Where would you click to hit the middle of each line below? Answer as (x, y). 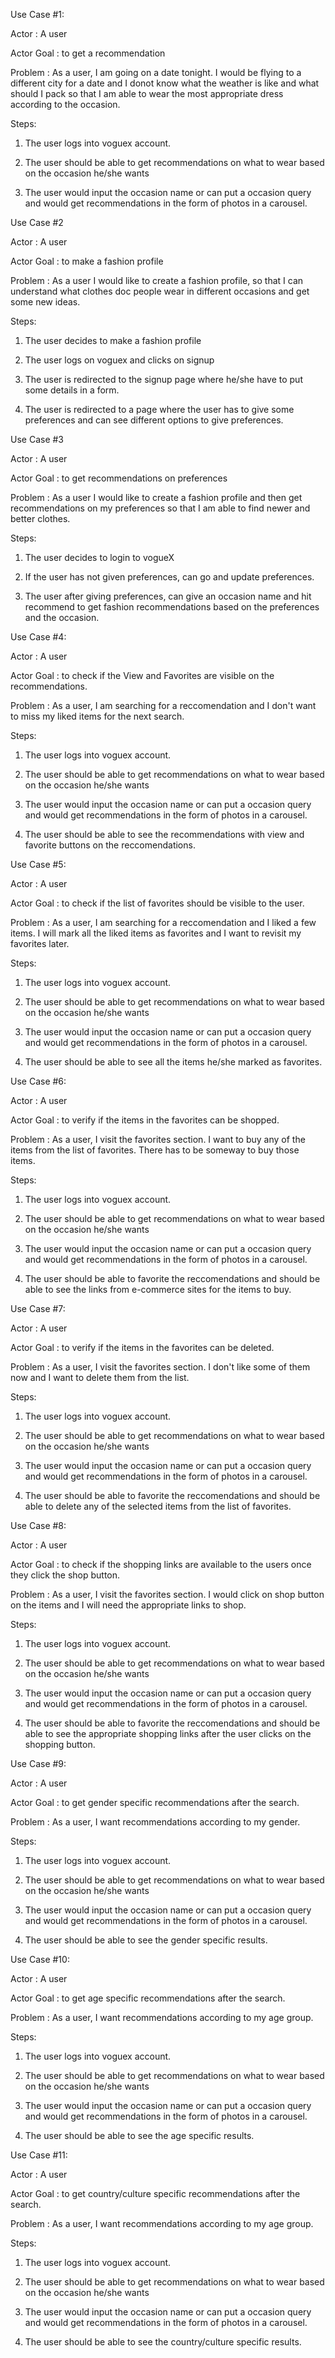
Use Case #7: (38, 1308)
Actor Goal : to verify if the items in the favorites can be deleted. (142, 1347)
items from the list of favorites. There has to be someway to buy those (155, 1150)
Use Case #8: (38, 1525)
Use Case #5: (38, 864)
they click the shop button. (65, 1575)
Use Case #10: (40, 1959)
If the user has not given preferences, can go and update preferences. (169, 577)
